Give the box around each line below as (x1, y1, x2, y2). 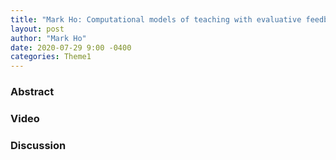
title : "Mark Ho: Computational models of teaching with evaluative (10, 14, 302, 25)
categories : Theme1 (10, 52, 92, 62)
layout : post (10, 24, 65, 34)
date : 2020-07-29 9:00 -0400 (10, 42, 132, 53)
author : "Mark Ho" (10, 33, 87, 43)
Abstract (10, 85, 55, 99)
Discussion (10, 138, 67, 152)
